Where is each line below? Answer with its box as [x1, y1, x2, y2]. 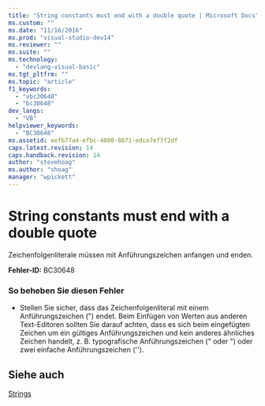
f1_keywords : [8, 85, 51, 93]
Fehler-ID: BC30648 [8, 265, 75, 275]
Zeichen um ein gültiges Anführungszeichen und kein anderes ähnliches [19, 329, 255, 338]
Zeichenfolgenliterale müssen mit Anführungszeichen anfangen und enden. [8, 250, 254, 259]
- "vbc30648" [15, 92, 58, 100]
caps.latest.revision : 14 [8, 144, 93, 152]
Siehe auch [8, 368, 65, 382]
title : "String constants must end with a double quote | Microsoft [8, 11, 238, 20]
